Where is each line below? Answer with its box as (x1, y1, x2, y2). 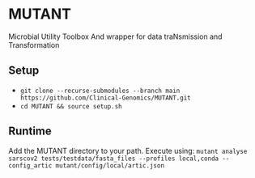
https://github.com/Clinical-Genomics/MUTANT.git (19, 94, 192, 102)
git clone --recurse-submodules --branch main (19, 87, 181, 95)
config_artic (8, 161, 53, 170)
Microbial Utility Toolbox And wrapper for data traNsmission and (8, 32, 223, 41)
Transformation (8, 40, 60, 49)
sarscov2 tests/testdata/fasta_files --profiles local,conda (8, 155, 219, 163)
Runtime (8, 125, 52, 138)
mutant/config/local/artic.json (55, 161, 164, 170)
